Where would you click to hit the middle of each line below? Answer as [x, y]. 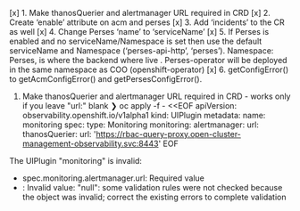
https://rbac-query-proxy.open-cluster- [168, 134]
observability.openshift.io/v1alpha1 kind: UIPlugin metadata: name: [144, 115]
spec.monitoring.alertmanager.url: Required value [113, 178]
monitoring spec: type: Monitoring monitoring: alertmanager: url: [140, 125]
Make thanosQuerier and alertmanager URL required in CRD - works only [156, 96]
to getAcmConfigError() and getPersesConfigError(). [106, 79]
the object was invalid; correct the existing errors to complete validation [154, 197]
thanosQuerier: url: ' [59, 134]
